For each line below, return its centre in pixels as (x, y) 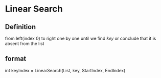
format (16, 59)
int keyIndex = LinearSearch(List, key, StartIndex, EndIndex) (65, 70)
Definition (20, 27)
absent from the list (25, 44)
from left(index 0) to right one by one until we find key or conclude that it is (80, 38)
